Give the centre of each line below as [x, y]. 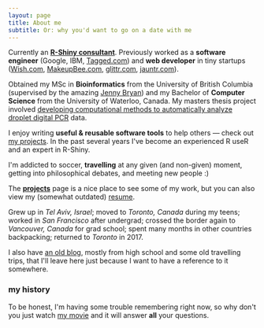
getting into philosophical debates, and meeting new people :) [109, 173]
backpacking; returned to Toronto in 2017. [76, 238]
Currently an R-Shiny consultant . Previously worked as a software [117, 53]
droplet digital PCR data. [48, 118]
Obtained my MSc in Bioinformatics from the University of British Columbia [131, 84]
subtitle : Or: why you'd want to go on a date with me [100, 30]
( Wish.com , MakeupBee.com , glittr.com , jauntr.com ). [93, 69]
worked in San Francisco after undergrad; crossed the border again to [122, 220]
